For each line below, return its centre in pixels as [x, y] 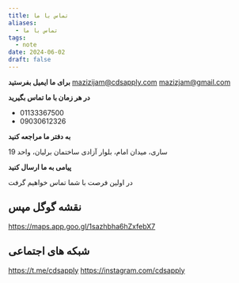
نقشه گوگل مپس [45, 208]
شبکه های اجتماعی [49, 251]
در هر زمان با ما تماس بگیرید [49, 97]
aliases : [23, 23]
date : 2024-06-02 [37, 52]
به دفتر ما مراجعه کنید [40, 136]
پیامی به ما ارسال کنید [40, 167]
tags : [17, 38]
